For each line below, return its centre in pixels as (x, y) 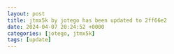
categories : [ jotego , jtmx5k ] (51, 33)
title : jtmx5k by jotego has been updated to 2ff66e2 (87, 20)
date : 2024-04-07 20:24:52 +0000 (56, 27)
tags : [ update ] (29, 40)
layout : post (26, 14)
